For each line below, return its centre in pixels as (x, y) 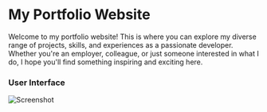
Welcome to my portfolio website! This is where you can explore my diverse (132, 37)
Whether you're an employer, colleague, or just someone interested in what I (133, 53)
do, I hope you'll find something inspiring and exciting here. (106, 62)
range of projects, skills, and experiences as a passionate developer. (121, 44)
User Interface (37, 83)
